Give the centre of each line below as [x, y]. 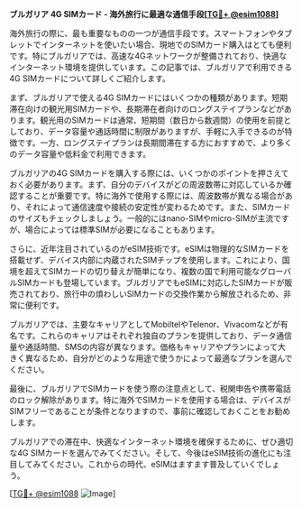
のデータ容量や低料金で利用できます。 [80, 154]
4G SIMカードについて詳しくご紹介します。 [90, 79]
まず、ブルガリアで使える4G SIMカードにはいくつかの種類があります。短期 [149, 97]
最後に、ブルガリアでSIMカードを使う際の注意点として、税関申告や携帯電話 [150, 388]
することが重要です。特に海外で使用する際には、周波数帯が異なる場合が [151, 196]
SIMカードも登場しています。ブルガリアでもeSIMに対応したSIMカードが [151, 282]
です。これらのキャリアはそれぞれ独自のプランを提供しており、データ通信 [155, 336]
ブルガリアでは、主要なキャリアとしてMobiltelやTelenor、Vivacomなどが [145, 324]
